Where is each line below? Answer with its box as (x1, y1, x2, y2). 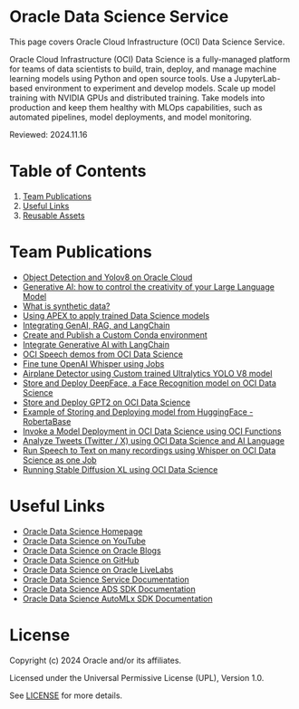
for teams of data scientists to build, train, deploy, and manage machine (9, 63, 277, 74)
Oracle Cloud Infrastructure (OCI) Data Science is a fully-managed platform (9, 53, 291, 64)
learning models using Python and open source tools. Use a (9, 72, 233, 83)
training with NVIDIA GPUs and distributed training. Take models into (9, 92, 265, 103)
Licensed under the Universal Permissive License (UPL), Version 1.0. (9, 672, 265, 683)
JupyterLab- (234, 72, 281, 83)
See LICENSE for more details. (9, 690, 123, 701)
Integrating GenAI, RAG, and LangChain (22, 320, 170, 331)
